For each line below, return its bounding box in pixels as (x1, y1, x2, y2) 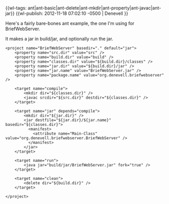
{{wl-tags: (5, 5, 27, 11)
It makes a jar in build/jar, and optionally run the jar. (5, 36, 114, 42)
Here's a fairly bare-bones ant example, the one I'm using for (5, 21, 135, 26)
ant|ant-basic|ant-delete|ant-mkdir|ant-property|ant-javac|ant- (27, 5, 161, 11)
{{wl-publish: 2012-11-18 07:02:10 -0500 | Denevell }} (15, 10, 128, 16)
